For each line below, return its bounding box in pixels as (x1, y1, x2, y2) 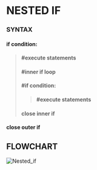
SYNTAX (6, 25, 33, 34)
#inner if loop (21, 68, 56, 75)
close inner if (21, 110, 55, 117)
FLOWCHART (6, 141, 58, 152)
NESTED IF (6, 4, 61, 18)
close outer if (6, 124, 41, 131)
